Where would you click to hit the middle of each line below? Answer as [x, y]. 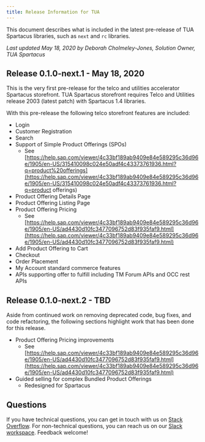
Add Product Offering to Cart [52, 249]
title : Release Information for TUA [53, 12]
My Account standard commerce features [68, 268]
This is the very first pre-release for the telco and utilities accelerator [93, 88]
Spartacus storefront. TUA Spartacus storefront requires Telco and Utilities [100, 95]
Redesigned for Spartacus [57, 386]
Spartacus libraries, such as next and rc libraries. [68, 36]
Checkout [28, 255]
